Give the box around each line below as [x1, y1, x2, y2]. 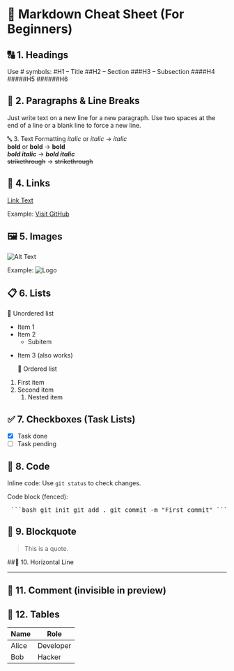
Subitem [27, 338, 52, 346]
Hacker [37, 652, 61, 662]
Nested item [27, 393, 63, 401]
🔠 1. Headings [7, 49, 69, 61]
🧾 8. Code [7, 460, 50, 472]
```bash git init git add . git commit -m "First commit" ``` [10, 506, 228, 514]
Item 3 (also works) [17, 351, 73, 360]
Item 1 [17, 323, 35, 331]
